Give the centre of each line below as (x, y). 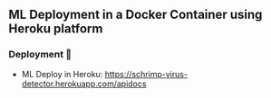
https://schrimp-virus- (146, 74)
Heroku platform (56, 29)
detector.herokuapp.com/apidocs (84, 84)
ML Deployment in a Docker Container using (135, 15)
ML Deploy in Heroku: (62, 74)
